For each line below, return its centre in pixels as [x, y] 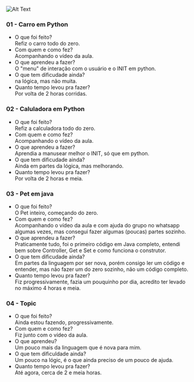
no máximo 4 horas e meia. [48, 288]
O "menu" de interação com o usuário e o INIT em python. [85, 68]
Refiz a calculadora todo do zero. [55, 128]
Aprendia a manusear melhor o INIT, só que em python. [82, 153]
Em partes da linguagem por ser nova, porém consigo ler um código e [99, 263]
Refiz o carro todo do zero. [47, 44]
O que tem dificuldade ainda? [50, 354]
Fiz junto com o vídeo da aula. [51, 335]
